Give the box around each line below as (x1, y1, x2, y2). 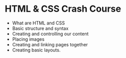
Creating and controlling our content (12, 31, 89, 37)
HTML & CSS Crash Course (5, 3, 121, 15)
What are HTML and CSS (12, 20, 65, 26)
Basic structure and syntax (12, 25, 69, 31)
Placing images (12, 36, 44, 42)
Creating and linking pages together (12, 41, 88, 47)
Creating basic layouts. (12, 47, 61, 53)
